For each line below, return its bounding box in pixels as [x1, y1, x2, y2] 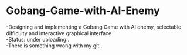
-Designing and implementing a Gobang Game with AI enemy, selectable [6, 23, 182, 30]
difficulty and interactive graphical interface [6, 29, 112, 36]
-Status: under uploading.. [6, 36, 70, 43]
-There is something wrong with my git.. [6, 42, 103, 49]
